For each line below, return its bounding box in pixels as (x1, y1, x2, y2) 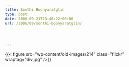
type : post (5, 12, 27, 17)
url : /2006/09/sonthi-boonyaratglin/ (5, 21, 82, 26)
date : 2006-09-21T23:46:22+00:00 (5, 16, 74, 21)
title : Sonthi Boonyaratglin (5, 7, 65, 12)
